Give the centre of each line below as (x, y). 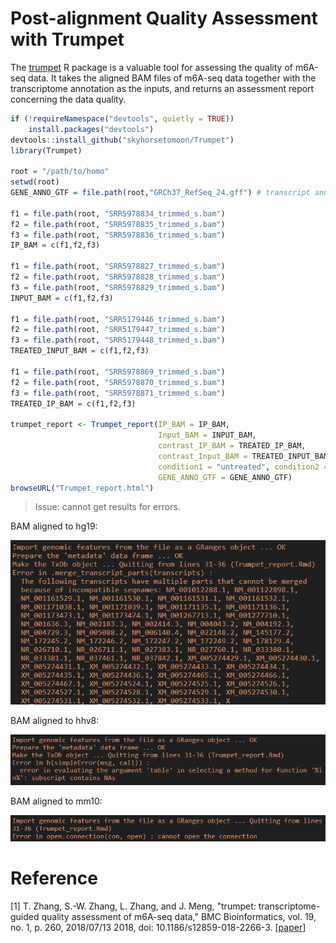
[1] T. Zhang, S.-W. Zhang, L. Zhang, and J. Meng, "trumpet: (133, 906)
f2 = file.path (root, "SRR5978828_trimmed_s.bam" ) (118, 277)
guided (25, 916)
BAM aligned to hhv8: (55, 720)
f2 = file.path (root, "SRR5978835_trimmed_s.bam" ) (118, 224)
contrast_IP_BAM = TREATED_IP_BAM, (232, 446)
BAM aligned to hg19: (54, 526)
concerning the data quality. (68, 99)
